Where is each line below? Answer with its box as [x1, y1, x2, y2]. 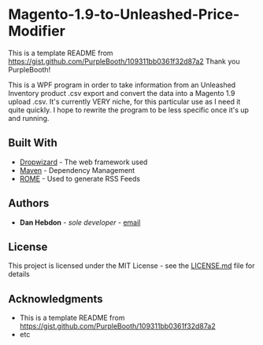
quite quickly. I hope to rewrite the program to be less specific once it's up [8, 105, 250, 115]
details [8, 270, 30, 279]
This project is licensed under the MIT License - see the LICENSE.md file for [8, 261, 255, 270]
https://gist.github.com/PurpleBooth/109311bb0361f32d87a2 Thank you [8, 57, 240, 66]
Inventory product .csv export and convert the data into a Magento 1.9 [8, 88, 235, 97]
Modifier [8, 22, 65, 40]
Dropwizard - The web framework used [19, 157, 148, 167]
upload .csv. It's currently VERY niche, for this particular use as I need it [8, 97, 241, 106]
